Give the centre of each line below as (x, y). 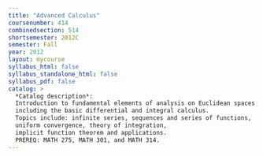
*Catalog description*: (54, 96)
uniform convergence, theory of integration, (91, 125)
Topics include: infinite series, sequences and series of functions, (133, 118)
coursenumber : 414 (38, 23)
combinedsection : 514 (44, 30)
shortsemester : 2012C (44, 37)
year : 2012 (26, 52)
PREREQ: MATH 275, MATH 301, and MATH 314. (87, 140)
